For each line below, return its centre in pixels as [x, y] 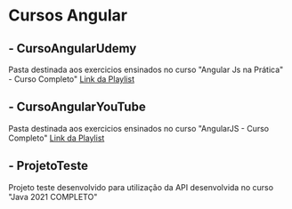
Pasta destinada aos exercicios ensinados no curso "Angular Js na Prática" [146, 69]
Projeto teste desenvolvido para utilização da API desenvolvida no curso [141, 187]
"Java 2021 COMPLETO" [53, 197]
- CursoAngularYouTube [77, 107]
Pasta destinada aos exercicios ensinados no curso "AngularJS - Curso [138, 128]
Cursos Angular [68, 16]
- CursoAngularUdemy [73, 48]
